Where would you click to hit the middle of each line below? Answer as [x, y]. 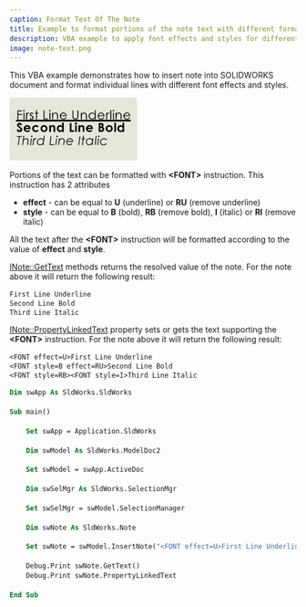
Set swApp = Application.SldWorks [91, 431]
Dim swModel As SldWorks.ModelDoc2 [93, 450]
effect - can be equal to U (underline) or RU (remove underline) [142, 203]
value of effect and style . [57, 249]
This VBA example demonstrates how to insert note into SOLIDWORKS [142, 75]
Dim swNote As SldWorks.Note [81, 528]
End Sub [24, 595]
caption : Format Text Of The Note [75, 19]
